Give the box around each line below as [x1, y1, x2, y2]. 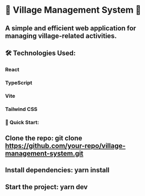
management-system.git [5, 149, 84, 158]
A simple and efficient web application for [5, 24, 137, 32]
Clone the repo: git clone [5, 134, 82, 142]
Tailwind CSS [5, 106, 38, 112]
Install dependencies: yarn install [5, 166, 110, 174]
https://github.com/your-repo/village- [5, 141, 126, 150]
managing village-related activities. [5, 31, 117, 40]
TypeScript [5, 79, 33, 86]
